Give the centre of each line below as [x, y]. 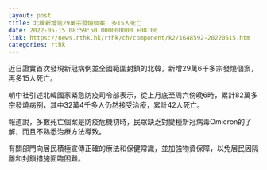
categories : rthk [37, 45]
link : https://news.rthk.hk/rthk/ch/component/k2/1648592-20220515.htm [129, 38]
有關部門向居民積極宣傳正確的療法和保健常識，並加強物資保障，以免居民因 [130, 149]
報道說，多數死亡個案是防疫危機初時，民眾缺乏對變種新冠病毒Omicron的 [127, 122]
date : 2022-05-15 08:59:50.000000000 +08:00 [83, 30]
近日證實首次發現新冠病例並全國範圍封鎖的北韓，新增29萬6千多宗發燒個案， [133, 69]
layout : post [30, 15]
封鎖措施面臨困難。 [53, 158]
